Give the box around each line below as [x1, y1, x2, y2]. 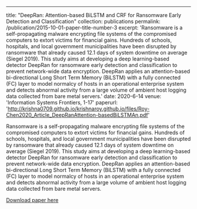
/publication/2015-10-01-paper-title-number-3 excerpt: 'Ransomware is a [6, 24, 183, 31]
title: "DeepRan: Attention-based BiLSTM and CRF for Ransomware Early [6, 12, 182, 18]
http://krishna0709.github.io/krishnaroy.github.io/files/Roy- [8, 105, 150, 112]
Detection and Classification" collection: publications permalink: [6, 18, 161, 25]
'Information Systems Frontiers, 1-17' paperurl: [6, 99, 118, 106]
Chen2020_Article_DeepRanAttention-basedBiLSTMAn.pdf [6, 112, 148, 118]
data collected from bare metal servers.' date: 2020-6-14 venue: [6, 93, 162, 100]
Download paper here [6, 197, 59, 203]
